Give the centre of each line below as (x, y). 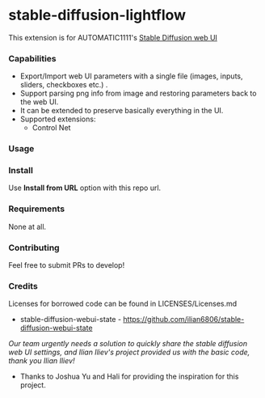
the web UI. (39, 102)
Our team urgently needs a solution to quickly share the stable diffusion (128, 344)
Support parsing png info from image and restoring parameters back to (138, 93)
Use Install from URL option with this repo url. (85, 188)
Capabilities (32, 58)
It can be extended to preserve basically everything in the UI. (122, 111)
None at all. (27, 227)
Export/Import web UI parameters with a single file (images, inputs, (131, 76)
